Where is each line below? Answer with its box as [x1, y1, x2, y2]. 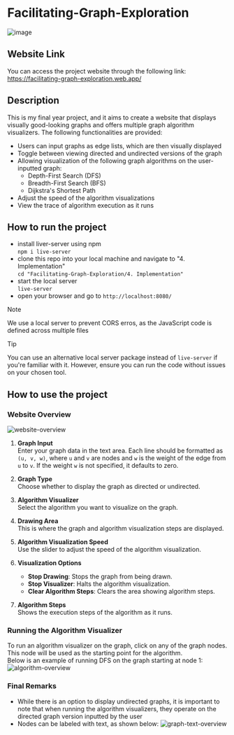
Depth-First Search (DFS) [27, 171, 101, 180]
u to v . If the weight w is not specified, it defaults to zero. [17, 462, 179, 470]
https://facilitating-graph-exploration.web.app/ [7, 74, 142, 83]
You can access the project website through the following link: [7, 66, 187, 75]
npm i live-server [17, 248, 71, 256]
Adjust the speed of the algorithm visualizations [17, 194, 155, 202]
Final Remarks [7, 681, 57, 691]
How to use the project [7, 388, 108, 400]
